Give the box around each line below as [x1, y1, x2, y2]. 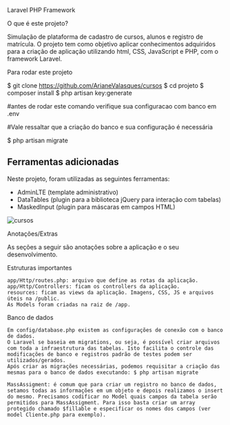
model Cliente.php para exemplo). [7, 411, 107, 418]
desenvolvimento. [7, 250, 58, 258]
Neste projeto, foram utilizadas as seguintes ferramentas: [7, 174, 170, 182]
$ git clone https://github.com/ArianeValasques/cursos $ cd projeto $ [7, 82, 205, 89]
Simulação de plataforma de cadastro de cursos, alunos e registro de [7, 32, 203, 41]
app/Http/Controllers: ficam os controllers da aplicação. [7, 283, 180, 290]
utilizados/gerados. [7, 357, 67, 363]
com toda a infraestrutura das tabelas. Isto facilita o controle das [7, 345, 214, 352]
